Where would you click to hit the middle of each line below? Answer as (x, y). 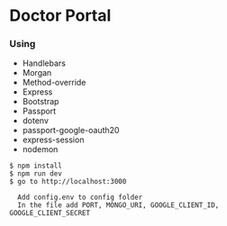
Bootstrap (41, 102)
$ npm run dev (36, 174)
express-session (53, 140)
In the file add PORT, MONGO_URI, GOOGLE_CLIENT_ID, (118, 205)
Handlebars (44, 63)
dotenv (36, 121)
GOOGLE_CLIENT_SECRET (50, 213)
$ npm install (36, 166)
